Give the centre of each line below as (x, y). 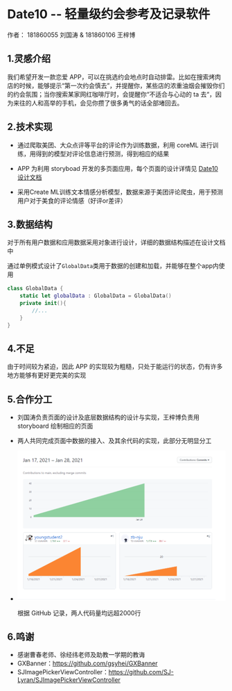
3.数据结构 (30, 224)
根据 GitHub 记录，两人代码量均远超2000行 (79, 613)
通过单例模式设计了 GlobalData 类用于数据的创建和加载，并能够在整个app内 (113, 266)
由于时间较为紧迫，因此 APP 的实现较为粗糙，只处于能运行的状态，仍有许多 (115, 367)
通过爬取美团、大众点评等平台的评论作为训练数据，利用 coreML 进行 (115, 145)
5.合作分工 (30, 399)
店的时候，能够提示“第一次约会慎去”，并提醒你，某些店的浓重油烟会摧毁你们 (116, 85)
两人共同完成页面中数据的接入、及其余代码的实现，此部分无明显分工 (114, 441)
